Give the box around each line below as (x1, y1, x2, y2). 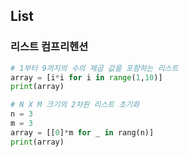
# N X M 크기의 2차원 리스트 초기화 (10, 100, 140, 110)
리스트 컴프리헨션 (10, 40, 89, 54)
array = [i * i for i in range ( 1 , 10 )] (10, 72, 163, 83)
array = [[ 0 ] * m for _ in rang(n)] (10, 127, 155, 138)
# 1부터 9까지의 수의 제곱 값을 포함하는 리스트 (10, 63, 179, 73)
